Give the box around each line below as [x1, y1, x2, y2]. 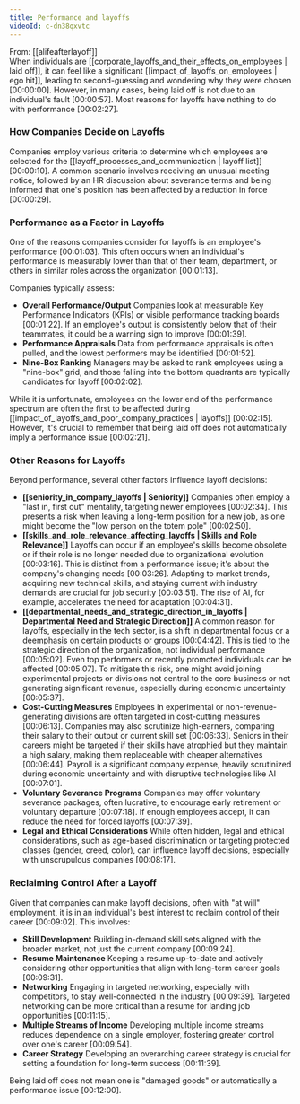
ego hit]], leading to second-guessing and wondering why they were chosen [9, 74, 292, 85]
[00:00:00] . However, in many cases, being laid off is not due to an [9, 84, 256, 95]
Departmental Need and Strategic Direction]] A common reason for [21, 616, 275, 626]
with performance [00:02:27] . [9, 103, 119, 114]
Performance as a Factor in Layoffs [9, 216, 165, 229]
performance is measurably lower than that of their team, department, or [9, 256, 278, 267]
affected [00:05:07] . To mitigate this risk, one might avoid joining [21, 663, 261, 674]
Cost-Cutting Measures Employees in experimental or [21, 702, 224, 713]
